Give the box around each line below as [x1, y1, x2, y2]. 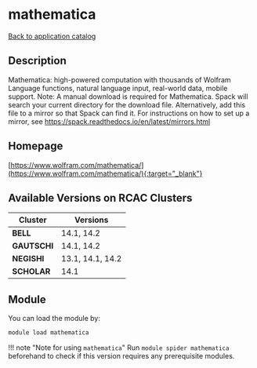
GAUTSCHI [12, 241, 54, 252]
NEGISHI [12, 253, 45, 264]
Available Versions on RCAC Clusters [8, 191, 193, 205]
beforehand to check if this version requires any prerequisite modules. [8, 352, 235, 361]
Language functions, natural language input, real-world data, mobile [8, 83, 228, 93]
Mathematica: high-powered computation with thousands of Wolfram [8, 75, 231, 84]
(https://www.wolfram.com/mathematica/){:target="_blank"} [8, 169, 203, 178]
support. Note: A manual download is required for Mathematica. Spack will [8, 92, 248, 101]
